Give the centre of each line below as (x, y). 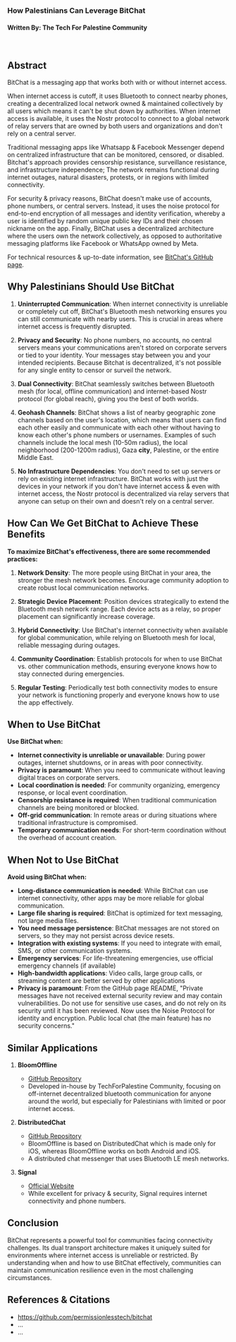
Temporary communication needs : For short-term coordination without (122, 830)
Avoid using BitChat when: (47, 877)
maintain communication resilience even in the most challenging (100, 1270)
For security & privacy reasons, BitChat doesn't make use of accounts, (110, 198)
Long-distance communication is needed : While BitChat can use (113, 891)
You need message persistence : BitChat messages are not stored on (118, 928)
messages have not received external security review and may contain (120, 996)
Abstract (27, 65)
